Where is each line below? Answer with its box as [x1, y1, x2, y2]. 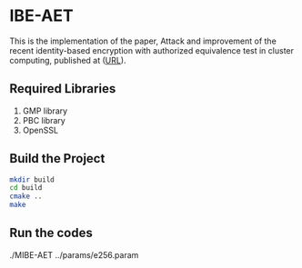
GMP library [22, 105, 68, 116]
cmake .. [9, 192, 43, 201]
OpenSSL [22, 124, 59, 135]
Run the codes [9, 225, 93, 241]
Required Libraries [9, 81, 116, 96]
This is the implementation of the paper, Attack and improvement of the [9, 35, 277, 46]
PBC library [22, 114, 65, 125]
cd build [9, 184, 43, 193]
